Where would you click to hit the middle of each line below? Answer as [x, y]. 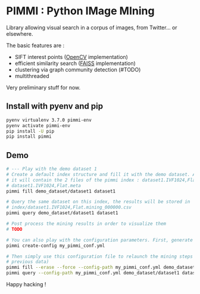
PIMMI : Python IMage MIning [80, 11]
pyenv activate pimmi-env [38, 126]
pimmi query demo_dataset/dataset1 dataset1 [62, 213]
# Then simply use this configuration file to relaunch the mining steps [100, 256]
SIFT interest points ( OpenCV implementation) [71, 57]
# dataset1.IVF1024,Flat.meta [44, 185]
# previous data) [28, 262]
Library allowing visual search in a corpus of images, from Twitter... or [92, 27]
